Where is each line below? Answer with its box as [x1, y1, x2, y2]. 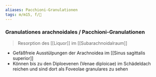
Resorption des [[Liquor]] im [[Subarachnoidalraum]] [17, 40, 128, 46]
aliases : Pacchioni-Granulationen [5, 7, 78, 13]
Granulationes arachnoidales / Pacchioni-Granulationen [5, 29, 145, 36]
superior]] [12, 55, 34, 61]
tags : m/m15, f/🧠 [5, 12, 42, 17]
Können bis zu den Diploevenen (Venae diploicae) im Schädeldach [12, 60, 151, 66]
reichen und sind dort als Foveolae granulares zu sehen [12, 66, 128, 72]
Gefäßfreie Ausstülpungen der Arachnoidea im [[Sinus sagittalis [12, 50, 145, 56]
